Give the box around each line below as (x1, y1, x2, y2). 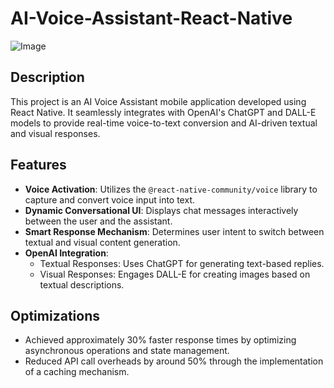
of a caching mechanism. (24, 366, 130, 378)
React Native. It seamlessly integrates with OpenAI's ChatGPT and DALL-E (10, 106, 317, 118)
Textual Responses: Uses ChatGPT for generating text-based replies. (39, 257, 325, 269)
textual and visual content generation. (24, 236, 181, 248)
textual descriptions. (39, 278, 125, 291)
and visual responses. (10, 127, 101, 139)
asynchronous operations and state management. (24, 345, 230, 357)
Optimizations (10, 307, 100, 324)
